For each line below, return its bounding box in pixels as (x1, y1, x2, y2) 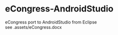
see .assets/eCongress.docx (5, 24, 62, 30)
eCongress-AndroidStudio (5, 3, 114, 14)
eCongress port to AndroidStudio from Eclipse (5, 19, 97, 25)
